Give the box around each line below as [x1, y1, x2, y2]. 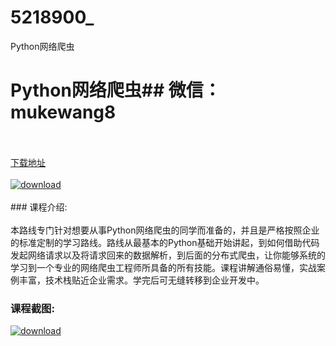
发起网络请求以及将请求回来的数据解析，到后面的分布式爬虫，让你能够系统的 [10, 249, 326, 261]
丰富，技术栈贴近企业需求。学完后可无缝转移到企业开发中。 [18, 274, 265, 286]
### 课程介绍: [10, 201, 68, 213]
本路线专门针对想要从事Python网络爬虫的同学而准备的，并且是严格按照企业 [10, 224, 320, 236]
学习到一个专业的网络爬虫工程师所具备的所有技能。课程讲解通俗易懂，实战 [10, 261, 317, 273]
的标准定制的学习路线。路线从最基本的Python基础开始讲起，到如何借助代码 [10, 236, 320, 248]
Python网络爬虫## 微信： [10, 79, 222, 102]
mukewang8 [10, 101, 117, 124]
